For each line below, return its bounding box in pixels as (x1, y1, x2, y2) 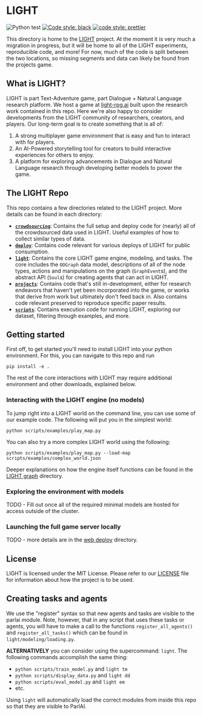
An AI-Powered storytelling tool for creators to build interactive (14, 144, 171, 152)
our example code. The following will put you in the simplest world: (6, 416, 172, 423)
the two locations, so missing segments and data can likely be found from (6, 54, 190, 62)
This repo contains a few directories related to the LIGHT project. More (6, 204, 182, 211)
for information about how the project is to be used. (6, 576, 134, 584)
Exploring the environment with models (6, 487, 124, 495)
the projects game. (6, 61, 53, 68)
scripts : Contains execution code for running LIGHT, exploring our (14, 306, 181, 313)
